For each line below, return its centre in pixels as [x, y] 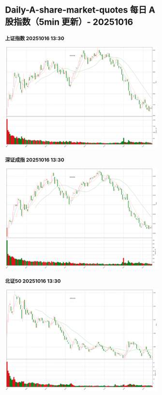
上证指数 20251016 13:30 [35, 38]
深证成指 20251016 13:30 [35, 159]
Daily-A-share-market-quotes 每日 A [80, 10]
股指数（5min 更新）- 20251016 [69, 22]
